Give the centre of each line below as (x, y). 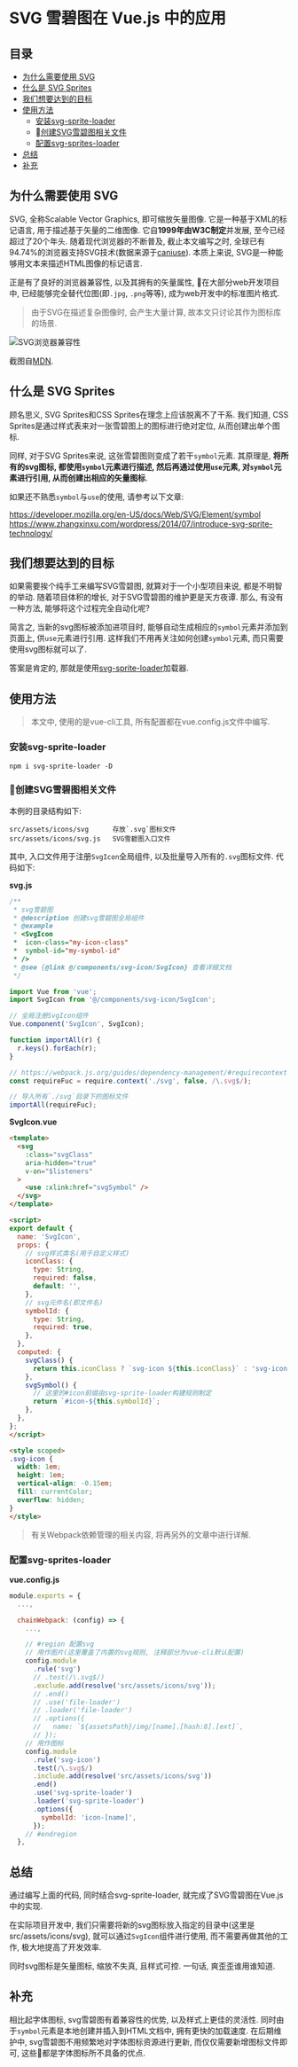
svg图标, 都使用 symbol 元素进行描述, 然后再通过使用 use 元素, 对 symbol (149, 466)
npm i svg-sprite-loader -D (61, 766)
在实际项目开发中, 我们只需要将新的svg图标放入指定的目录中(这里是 (132, 1925)
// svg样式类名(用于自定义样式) (78, 1253)
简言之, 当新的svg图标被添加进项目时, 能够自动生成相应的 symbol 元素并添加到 (149, 627)
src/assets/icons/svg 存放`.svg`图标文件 (93, 829)
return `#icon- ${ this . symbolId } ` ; (97, 1402)
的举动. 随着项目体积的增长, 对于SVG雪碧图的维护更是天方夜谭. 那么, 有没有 (146, 597)
